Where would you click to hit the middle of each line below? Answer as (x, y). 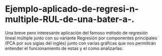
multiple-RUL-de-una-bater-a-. (70, 19)
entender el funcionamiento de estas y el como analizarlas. (64, 48)
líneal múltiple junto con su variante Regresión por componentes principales (81, 38)
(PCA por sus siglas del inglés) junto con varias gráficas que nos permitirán (81, 43)
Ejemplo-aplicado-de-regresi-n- (72, 9)
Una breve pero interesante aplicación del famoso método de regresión (77, 33)
